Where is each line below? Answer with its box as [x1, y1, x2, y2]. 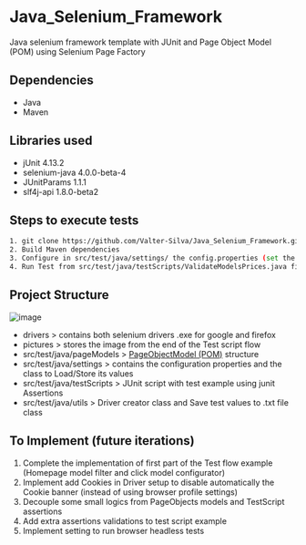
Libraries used [9, 133, 93, 149]
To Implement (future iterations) [9, 433, 195, 448]
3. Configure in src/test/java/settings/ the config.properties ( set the [9, 253, 296, 263]
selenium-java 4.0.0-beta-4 [22, 167, 127, 178]
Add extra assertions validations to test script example [22, 515, 228, 526]
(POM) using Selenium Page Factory [9, 46, 146, 57]
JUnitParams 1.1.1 [22, 176, 87, 188]
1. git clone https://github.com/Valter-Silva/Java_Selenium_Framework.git [9, 237, 303, 246]
